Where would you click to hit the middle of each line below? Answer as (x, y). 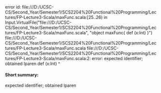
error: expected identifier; (117, 58)
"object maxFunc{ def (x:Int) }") (121, 33)
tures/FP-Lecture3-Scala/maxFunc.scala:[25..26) (54, 17)
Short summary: (22, 75)
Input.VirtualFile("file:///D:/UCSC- (38, 22)
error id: (13, 7)
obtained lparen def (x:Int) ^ (33, 63)
